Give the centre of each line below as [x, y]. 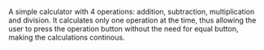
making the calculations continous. [67, 37]
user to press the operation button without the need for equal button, [123, 29]
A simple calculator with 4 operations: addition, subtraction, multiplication [132, 12]
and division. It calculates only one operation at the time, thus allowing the [132, 20]
